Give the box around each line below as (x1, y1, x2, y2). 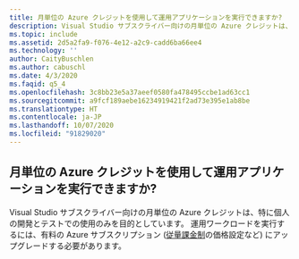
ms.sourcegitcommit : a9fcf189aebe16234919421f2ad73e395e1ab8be (9, 96, 251, 105)
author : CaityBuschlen (9, 54, 94, 63)
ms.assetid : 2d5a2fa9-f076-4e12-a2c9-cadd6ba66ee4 (9, 38, 202, 47)
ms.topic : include (9, 29, 78, 38)
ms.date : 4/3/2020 (9, 71, 78, 80)
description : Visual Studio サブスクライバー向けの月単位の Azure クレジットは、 (9, 21, 293, 30)
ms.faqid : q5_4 (9, 79, 66, 88)
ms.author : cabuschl (9, 63, 87, 72)
